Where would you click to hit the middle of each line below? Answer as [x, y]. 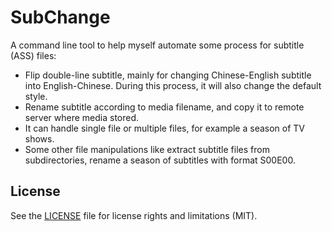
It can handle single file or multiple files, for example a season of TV [165, 128]
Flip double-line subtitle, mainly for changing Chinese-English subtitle [168, 75]
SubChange [60, 17]
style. [36, 96]
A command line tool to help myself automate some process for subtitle [157, 45]
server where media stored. [82, 117]
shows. [39, 138]
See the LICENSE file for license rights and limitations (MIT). [134, 215]
